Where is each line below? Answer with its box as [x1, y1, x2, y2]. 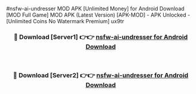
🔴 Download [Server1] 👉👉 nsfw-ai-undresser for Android [13, 33, 188, 41]
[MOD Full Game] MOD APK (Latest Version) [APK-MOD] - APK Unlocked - [6, 11, 191, 18]
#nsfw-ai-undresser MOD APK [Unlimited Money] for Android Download [6, 5, 185, 12]
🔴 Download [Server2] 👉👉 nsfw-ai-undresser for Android [13, 71, 189, 80]
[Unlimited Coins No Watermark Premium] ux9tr [6, 18, 125, 24]
